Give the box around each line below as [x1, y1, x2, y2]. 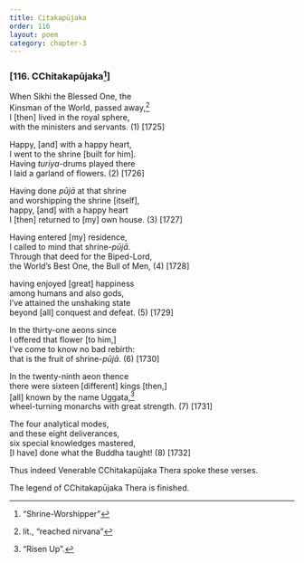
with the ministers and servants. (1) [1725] [9, 121, 166, 132]
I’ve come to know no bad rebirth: [9, 343, 136, 354]
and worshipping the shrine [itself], [9, 195, 140, 205]
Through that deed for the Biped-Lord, [9, 251, 153, 262]
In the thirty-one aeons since [9, 324, 118, 335]
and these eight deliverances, [9, 428, 120, 439]
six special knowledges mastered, [9, 438, 136, 449]
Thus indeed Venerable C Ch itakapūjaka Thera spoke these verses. [9, 465, 259, 476]
